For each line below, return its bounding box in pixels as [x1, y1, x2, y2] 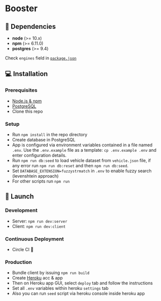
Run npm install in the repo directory [12, 131, 88, 137]
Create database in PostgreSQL [12, 137, 75, 142]
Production [5, 259, 32, 265]
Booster [5, 3, 38, 14]
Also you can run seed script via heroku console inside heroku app [12, 291, 145, 297]
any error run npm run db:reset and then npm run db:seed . [12, 162, 129, 168]
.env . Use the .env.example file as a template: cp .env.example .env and [12, 147, 157, 153]
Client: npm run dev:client [12, 223, 66, 229]
